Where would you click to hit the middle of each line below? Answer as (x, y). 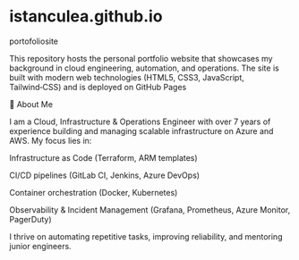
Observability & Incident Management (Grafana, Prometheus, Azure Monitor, (150, 210)
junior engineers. (40, 246)
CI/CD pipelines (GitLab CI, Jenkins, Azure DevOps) (104, 175)
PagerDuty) (30, 219)
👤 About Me (31, 104)
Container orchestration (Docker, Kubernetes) (94, 192)
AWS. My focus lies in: (51, 140)
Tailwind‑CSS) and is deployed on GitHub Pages (98, 87)
